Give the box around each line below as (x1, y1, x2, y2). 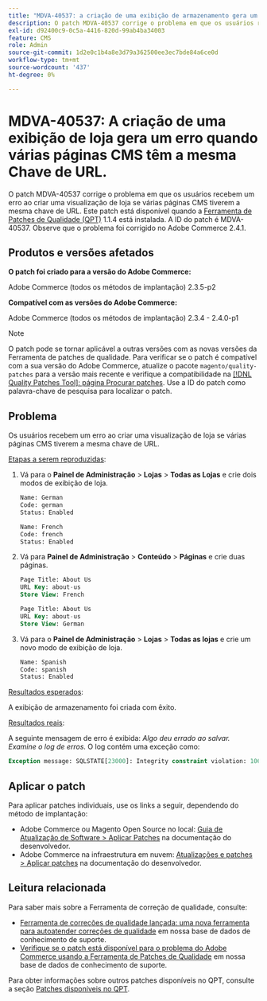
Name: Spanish (19, 658, 67, 666)
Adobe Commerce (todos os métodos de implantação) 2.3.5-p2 (8, 282, 216, 292)
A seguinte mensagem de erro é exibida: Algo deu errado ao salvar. (8, 734, 230, 743)
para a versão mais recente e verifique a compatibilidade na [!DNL (35, 369, 252, 379)
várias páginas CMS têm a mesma (8, 146, 237, 164)
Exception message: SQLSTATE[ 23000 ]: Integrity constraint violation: (8, 758, 247, 765)
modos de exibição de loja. (19, 478, 109, 488)
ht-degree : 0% (8, 71, 56, 79)
